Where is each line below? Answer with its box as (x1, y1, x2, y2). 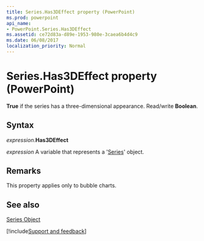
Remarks (6, 166, 42, 176)
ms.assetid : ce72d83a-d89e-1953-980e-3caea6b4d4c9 (6, 32, 138, 38)
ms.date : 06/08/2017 (6, 37, 59, 43)
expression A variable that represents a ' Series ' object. (6, 148, 145, 156)
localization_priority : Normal (6, 43, 86, 49)
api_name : (6, 20, 32, 26)
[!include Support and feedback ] (6, 228, 87, 235)
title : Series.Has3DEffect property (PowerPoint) (6, 9, 136, 15)
